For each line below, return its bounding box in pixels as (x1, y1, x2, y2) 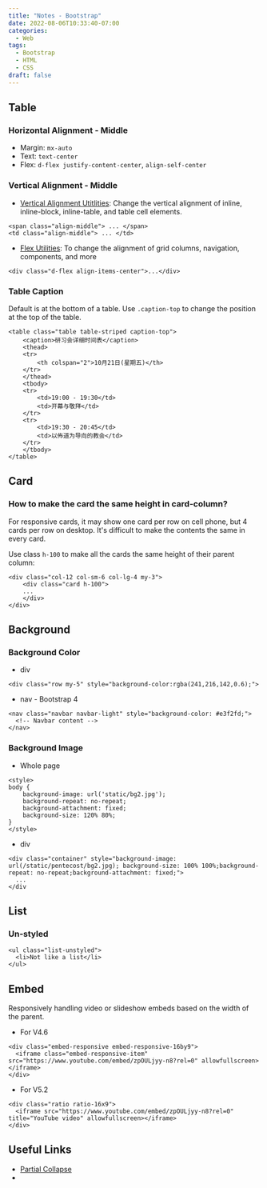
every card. (8, 534, 46, 543)
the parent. (8, 1012, 45, 1022)
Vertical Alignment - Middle (8, 180, 118, 191)
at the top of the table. (8, 312, 82, 322)
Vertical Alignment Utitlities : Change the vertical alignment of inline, (19, 198, 242, 208)
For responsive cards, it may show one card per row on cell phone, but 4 (8, 517, 248, 526)
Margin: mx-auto (19, 143, 73, 153)
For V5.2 (19, 1085, 49, 1094)
